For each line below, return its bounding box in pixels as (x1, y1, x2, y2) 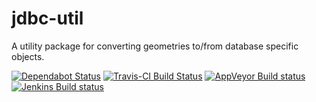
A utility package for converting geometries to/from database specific (11, 40, 299, 52)
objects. (11, 50, 45, 62)
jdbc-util (11, 7, 84, 30)
